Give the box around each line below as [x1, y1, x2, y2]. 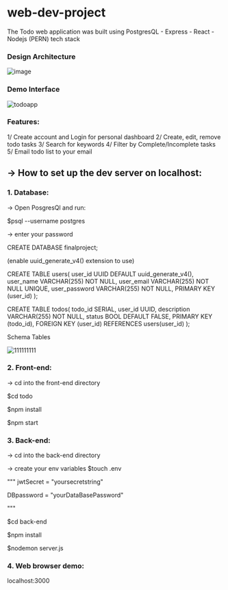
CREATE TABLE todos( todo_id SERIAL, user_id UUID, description [7, 305, 190, 313]
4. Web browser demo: [7, 561, 84, 571]
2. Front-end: [7, 363, 52, 373]
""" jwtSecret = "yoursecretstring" [7, 478, 104, 486]
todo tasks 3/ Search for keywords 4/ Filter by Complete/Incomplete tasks [7, 140, 216, 148]
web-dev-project [7, 5, 106, 21]
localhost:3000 [7, 577, 50, 585]
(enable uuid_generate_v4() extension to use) [7, 256, 135, 265]
